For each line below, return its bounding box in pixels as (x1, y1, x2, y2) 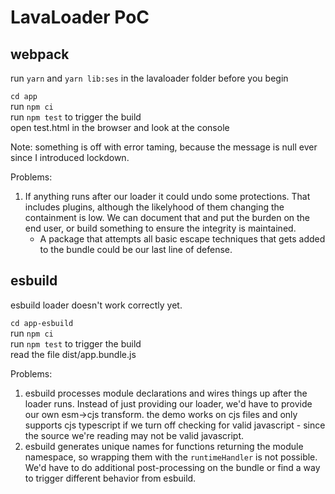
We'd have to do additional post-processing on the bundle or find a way (24, 461, 321, 473)
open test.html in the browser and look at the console (10, 122, 230, 133)
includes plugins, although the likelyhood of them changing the (24, 201, 285, 213)
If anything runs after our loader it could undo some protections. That (24, 191, 311, 202)
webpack (10, 46, 70, 63)
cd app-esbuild (10, 318, 74, 328)
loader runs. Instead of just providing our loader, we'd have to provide (24, 397, 313, 410)
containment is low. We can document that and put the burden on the (24, 212, 311, 223)
